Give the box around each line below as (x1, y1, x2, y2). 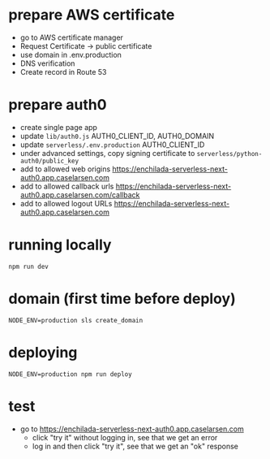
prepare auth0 (8, 96, 107, 115)
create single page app (19, 122, 97, 132)
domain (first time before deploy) (8, 290, 237, 308)
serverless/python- (196, 149, 263, 158)
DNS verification (19, 58, 75, 68)
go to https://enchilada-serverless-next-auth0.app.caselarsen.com (19, 424, 245, 434)
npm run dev (8, 262, 49, 271)
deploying (8, 343, 78, 362)
